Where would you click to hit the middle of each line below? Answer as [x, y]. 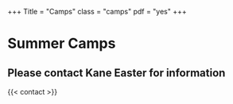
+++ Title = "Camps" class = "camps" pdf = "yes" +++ [97, 12]
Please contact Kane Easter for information [116, 73]
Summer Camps [62, 44]
